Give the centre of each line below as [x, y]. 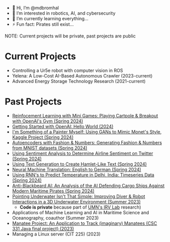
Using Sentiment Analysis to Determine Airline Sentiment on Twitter [82, 153]
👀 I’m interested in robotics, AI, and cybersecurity [64, 13]
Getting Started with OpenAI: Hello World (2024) [63, 126]
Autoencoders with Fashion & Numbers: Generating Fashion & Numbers [87, 142]
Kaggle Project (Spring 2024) [43, 137]
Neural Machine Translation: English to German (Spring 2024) [77, 169]
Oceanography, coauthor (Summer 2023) [55, 218]
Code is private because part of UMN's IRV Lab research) [80, 207]
